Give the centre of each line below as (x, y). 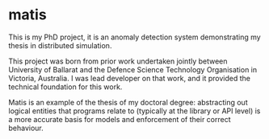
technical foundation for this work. (65, 87)
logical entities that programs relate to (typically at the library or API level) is (134, 111)
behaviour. (26, 128)
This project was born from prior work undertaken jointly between (118, 61)
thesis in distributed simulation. (60, 45)
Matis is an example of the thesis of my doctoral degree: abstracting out (128, 102)
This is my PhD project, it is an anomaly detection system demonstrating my (134, 37)
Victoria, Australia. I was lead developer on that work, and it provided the (129, 78)
